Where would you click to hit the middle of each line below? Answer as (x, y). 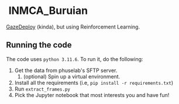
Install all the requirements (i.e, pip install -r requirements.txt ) (94, 83)
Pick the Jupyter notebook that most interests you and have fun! (92, 95)
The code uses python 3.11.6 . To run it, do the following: (75, 59)
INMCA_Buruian (48, 11)
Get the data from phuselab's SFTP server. (66, 70)
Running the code (39, 45)
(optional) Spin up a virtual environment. (72, 76)
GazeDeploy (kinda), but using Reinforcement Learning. (73, 27)
